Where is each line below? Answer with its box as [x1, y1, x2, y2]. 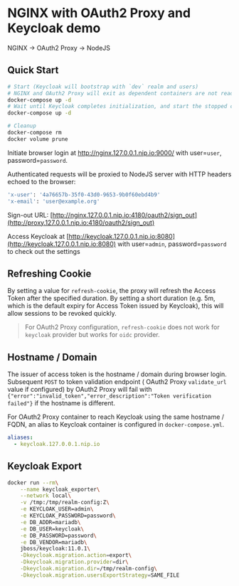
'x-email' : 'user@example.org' [7, 198, 100, 205]
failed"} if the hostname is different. [7, 399, 116, 407]
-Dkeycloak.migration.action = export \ [20, 552, 132, 559]
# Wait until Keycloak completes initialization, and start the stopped [7, 103, 228, 110]
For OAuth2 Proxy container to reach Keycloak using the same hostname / [7, 412, 225, 421]
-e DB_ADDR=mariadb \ [20, 518, 81, 526]
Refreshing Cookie [7, 267, 92, 279]
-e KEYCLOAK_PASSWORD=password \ [20, 512, 116, 520]
